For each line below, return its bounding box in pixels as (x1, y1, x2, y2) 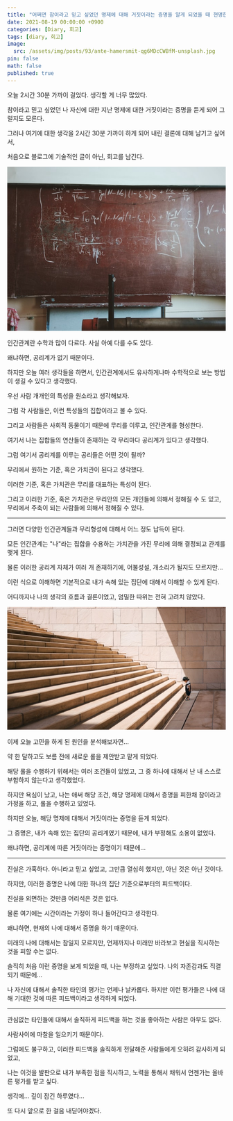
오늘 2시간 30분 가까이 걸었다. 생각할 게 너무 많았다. (7, 90, 148, 99)
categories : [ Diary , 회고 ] (7, 26, 83, 33)
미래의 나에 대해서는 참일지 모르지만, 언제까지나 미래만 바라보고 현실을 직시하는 (7, 938, 221, 947)
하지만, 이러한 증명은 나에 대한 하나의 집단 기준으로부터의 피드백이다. (7, 879, 192, 888)
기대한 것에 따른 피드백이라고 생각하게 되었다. (14, 994, 137, 1003)
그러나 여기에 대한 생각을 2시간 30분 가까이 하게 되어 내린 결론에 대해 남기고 (7, 128, 213, 137)
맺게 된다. (7, 548, 33, 556)
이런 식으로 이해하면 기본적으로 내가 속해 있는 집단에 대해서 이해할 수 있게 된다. (7, 577, 220, 586)
